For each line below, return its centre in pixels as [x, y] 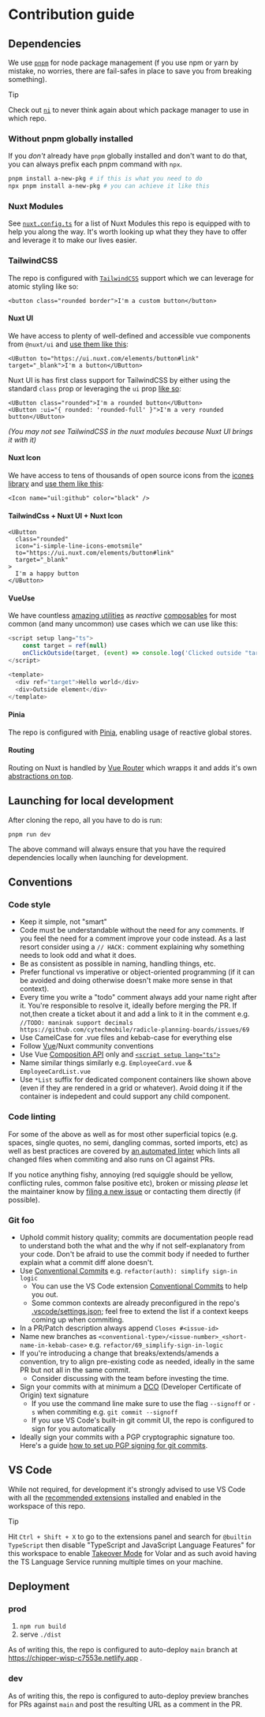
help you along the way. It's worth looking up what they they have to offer [127, 232]
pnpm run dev [30, 834]
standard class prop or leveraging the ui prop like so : [95, 388]
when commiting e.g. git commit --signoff [107, 1412]
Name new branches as [58, 1336]
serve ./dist [40, 1634]
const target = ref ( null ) [65, 646]
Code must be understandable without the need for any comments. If [132, 930]
